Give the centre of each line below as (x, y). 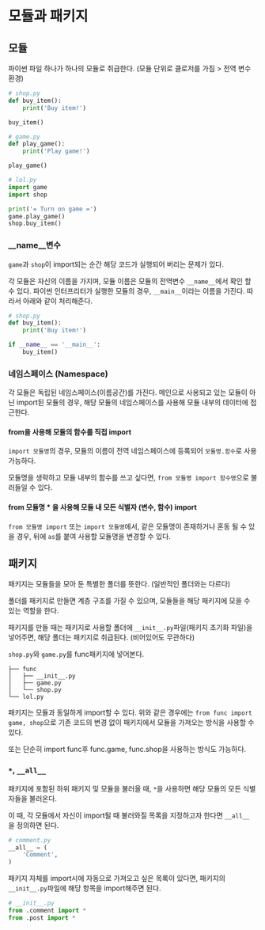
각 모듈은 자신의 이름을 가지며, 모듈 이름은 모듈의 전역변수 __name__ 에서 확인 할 (130, 281)
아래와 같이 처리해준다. (58, 301)
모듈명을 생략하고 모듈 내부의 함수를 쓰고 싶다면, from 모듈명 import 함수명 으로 (129, 478)
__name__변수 (35, 245)
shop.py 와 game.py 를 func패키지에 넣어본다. (76, 655)
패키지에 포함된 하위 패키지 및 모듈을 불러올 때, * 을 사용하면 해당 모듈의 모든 (125, 788)
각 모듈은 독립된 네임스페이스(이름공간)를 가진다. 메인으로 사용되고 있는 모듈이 (128, 393)
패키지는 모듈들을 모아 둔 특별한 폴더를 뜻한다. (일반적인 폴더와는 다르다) (119, 584)
